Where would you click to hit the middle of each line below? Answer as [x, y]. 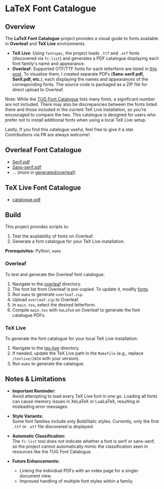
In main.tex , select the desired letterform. [54, 305]
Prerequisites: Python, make [33, 251]
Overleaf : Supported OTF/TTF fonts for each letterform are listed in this [84, 69]
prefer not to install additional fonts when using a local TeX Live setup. [76, 120]
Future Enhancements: [36, 461]
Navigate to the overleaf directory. [47, 284]
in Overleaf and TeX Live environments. [46, 44]
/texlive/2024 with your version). [46, 359]
